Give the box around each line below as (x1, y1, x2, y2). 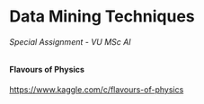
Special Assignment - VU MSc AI (9, 36, 132, 47)
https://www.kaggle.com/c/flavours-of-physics (9, 84, 184, 95)
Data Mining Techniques (9, 6, 195, 27)
